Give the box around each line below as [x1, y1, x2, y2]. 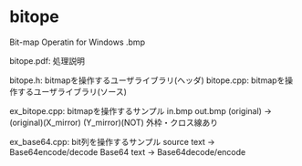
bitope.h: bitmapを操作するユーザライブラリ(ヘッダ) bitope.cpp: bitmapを [9, 75, 286, 86]
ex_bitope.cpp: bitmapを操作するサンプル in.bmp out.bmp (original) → [9, 105, 272, 116]
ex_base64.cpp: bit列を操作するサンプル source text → [9, 136, 216, 147]
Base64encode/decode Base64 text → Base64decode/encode [9, 146, 246, 157]
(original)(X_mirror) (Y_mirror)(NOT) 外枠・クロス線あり [9, 117, 219, 128]
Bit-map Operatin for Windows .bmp [9, 36, 146, 47]
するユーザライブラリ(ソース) [16, 86, 128, 97]
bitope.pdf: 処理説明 [9, 55, 85, 66]
